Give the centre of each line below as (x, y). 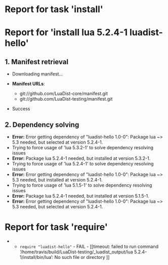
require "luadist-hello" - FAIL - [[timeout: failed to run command (89, 246)
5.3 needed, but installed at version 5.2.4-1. (57, 180)
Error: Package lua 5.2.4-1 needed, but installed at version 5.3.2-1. (81, 158)
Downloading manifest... (37, 74)
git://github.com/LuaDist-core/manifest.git (64, 94)
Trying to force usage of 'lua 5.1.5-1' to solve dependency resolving (82, 185)
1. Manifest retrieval (37, 62)
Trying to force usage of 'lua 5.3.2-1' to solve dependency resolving (83, 147)
